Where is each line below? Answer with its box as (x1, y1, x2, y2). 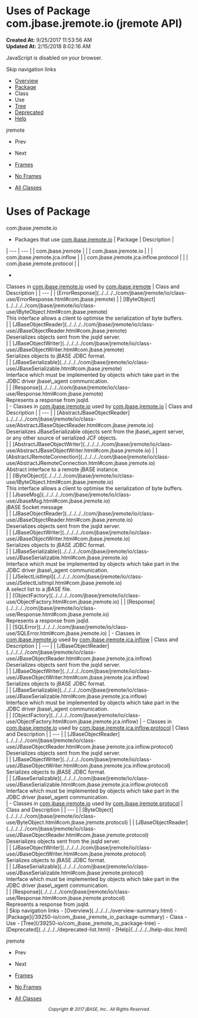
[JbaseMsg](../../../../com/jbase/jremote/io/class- (12, 491, 132, 498)
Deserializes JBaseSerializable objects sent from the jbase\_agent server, (6, 428, 185, 435)
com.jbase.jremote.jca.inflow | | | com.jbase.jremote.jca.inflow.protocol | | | (6, 253, 188, 260)
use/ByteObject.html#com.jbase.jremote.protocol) (6, 819, 128, 826)
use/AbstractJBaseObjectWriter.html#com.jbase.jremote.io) (6, 447, 151, 454)
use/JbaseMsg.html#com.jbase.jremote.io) (6, 497, 111, 504)
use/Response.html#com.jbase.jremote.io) (6, 610, 109, 618)
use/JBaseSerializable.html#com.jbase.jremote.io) (6, 553, 128, 561)
